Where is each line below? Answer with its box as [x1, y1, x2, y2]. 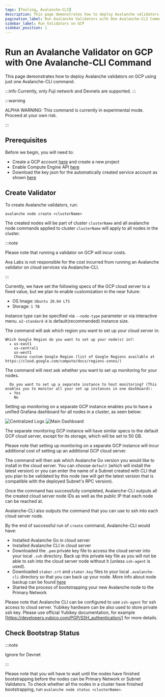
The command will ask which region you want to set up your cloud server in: [5, 328, 160, 333]
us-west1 [14, 350, 32, 355]
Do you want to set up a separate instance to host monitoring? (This [9, 382, 157, 387]
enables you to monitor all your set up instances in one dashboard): [5, 386, 153, 391]
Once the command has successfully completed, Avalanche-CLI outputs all [5, 487, 157, 493]
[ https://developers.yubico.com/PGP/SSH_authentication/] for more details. [5, 614, 158, 620]
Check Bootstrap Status [5, 629, 80, 637]
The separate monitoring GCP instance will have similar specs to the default [5, 427, 159, 433]
